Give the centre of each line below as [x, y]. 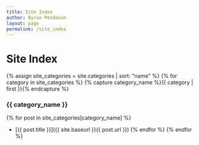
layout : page [23, 23]
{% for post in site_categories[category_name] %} [69, 118]
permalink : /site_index [36, 29]
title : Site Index [29, 12]
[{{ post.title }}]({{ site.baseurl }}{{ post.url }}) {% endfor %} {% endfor [103, 130]
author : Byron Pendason [36, 18]
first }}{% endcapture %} [38, 89]
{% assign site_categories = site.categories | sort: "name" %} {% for [92, 76]
